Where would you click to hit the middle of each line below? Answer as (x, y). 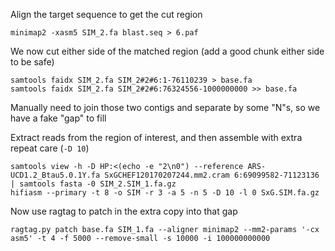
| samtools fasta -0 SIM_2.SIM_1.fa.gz (93, 184)
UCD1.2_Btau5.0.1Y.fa (55, 175)
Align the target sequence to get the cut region (106, 14)
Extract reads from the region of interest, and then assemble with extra (156, 137)
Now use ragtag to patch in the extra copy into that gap (124, 211)
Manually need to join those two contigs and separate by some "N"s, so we (165, 107)
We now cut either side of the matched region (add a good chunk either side (167, 51)
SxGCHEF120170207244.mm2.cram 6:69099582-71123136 (212, 175)
